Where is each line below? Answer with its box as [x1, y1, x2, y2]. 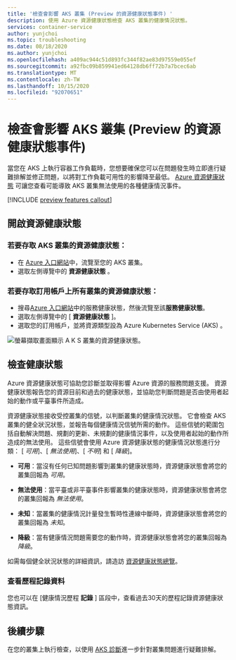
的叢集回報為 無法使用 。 [17, 494, 88, 503]
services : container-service [7, 23, 93, 30]
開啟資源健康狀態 [7, 218, 81, 230]
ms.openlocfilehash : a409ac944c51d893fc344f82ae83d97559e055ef [7, 56, 197, 63]
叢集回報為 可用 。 [17, 470, 69, 479]
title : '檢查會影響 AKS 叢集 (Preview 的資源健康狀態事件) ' [7, 10, 173, 18]
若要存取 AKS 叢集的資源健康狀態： [7, 240, 127, 250]
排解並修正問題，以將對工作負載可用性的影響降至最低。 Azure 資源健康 [13, 173, 219, 181]
